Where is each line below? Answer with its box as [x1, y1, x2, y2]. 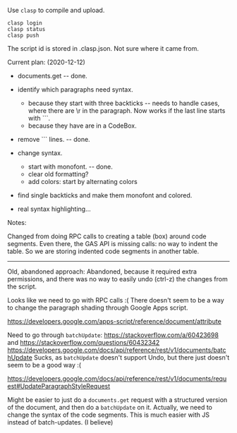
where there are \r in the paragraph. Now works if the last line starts [28, 106, 226, 115]
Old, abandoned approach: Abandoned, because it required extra [7, 267, 197, 276]
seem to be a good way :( [7, 361, 82, 369]
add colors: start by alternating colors [28, 178, 138, 185]
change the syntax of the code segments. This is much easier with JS [7, 410, 210, 419]
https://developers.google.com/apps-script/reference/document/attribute [7, 317, 222, 325]
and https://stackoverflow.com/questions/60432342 [7, 339, 160, 346]
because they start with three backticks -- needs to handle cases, [28, 99, 220, 107]
